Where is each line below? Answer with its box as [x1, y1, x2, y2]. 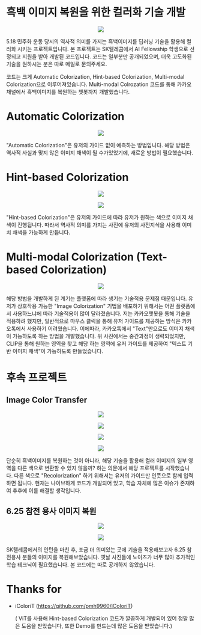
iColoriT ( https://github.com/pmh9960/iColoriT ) [14, 602, 133, 609]
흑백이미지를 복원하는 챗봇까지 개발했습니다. [26, 88, 130, 95]
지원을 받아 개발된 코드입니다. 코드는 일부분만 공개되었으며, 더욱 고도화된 [22, 52, 192, 60]
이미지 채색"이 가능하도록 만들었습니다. [12, 347, 104, 355]
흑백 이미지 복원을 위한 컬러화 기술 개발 [6, 5, 186, 19]
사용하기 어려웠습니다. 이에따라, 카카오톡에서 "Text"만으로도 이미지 [26, 325, 184, 332]
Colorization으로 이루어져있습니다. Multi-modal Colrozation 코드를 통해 [6, 81, 176, 88]
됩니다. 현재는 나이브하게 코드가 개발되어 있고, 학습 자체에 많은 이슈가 [17, 479, 179, 486]
